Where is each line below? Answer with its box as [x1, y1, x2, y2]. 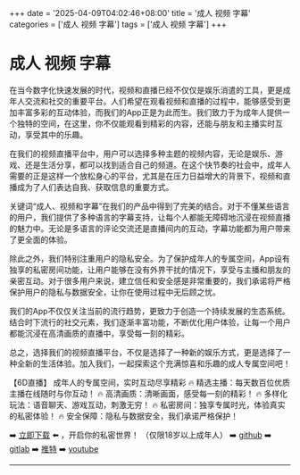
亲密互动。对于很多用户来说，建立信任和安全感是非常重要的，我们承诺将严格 [9, 275, 291, 286]
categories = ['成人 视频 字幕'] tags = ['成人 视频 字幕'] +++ [9, 19, 228, 29]
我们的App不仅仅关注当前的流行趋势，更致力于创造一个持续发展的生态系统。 [9, 305, 290, 316]
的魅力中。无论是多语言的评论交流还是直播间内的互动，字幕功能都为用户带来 [9, 222, 291, 234]
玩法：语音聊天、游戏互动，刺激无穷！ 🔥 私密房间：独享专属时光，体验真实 [9, 399, 286, 410]
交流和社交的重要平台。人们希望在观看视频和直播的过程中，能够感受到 [24, 96, 283, 106]
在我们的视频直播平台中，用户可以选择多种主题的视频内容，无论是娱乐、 [9, 148, 275, 159]
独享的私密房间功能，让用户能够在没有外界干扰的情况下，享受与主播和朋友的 [9, 264, 291, 275]
